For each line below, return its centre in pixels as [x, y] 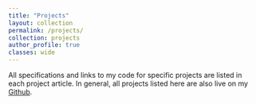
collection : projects [44, 38]
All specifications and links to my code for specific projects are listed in [125, 75]
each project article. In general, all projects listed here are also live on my [128, 83]
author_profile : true [44, 45]
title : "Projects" [39, 15]
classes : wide [32, 52]
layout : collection [41, 23]
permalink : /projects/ [46, 30]
